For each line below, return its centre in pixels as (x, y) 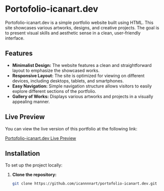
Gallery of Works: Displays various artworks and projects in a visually (82, 96)
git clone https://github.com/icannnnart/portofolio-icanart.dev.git (85, 184)
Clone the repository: (34, 175)
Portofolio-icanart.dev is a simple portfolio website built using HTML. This (79, 22)
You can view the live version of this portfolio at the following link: (71, 128)
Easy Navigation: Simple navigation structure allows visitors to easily (82, 86)
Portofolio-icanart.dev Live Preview (41, 138)
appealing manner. (31, 102)
